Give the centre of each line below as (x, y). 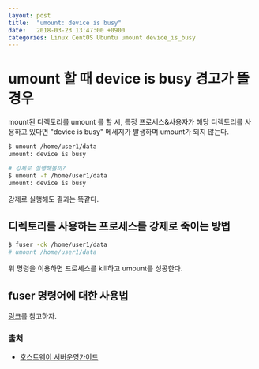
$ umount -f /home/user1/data (58, 175)
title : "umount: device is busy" (65, 23)
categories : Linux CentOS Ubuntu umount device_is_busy (102, 37)
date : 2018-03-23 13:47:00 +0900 (67, 30)
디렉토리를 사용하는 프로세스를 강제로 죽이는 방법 (119, 226)
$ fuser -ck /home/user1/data (58, 245)
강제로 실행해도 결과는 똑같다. (54, 199)
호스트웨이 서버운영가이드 (59, 357)
